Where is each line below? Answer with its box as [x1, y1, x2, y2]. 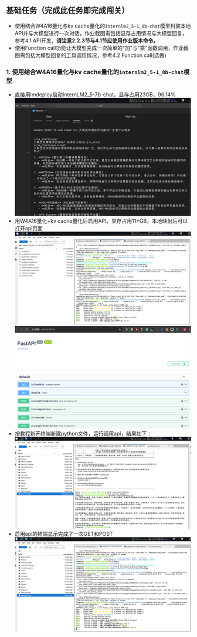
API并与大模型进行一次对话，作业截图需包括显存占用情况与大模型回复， [14, 29, 188, 36]
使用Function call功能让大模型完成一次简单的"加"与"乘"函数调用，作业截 [14, 44, 189, 51]
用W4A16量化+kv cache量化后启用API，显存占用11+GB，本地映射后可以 [14, 217, 188, 224]
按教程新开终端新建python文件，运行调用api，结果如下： [14, 430, 152, 437]
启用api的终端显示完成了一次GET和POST [14, 531, 113, 538]
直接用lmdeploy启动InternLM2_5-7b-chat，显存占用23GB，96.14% [14, 91, 176, 98]
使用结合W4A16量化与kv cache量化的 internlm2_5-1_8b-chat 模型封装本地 [14, 22, 191, 29]
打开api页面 [14, 225, 43, 232]
